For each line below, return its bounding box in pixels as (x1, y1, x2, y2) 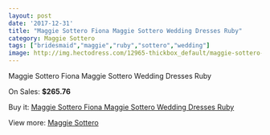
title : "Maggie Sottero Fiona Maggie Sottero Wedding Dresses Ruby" (8, 27, 243, 35)
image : (8, 49, 31, 57)
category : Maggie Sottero (8, 34, 95, 43)
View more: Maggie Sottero (8, 118, 99, 127)
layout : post (8, 11, 52, 20)
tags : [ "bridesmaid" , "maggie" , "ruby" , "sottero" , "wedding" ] (8, 42, 211, 50)
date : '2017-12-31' (8, 19, 74, 27)
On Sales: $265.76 (8, 87, 71, 96)
